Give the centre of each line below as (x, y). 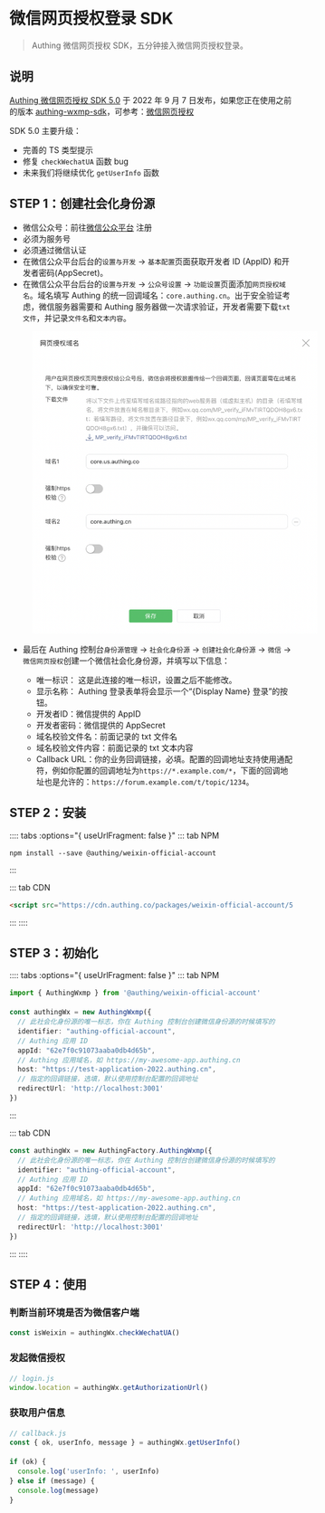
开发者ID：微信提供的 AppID (89, 714)
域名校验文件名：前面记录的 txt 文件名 (107, 736)
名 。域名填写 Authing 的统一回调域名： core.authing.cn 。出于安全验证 (153, 295)
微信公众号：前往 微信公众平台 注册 (87, 227)
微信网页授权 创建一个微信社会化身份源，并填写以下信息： (126, 661)
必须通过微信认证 (54, 250)
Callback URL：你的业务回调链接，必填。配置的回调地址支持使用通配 (164, 759)
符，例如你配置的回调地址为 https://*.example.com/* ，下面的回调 (158, 770)
